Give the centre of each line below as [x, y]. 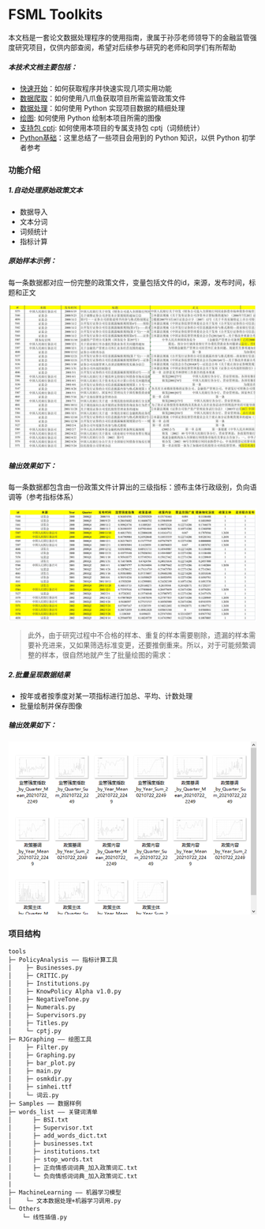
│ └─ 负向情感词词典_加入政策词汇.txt [73, 1176]
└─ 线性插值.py [45, 1217]
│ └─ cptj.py [35, 1031]
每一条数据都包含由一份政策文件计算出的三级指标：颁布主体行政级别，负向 [129, 487]
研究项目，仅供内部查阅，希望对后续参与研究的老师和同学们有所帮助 [125, 47]
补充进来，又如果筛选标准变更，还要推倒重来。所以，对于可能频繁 [142, 645]
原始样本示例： [32, 261]
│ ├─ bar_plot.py [42, 1063]
